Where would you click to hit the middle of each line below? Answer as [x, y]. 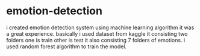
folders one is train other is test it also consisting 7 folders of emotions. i [96, 40]
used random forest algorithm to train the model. [67, 46]
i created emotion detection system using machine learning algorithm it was [100, 27]
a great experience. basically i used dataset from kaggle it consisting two [97, 33]
